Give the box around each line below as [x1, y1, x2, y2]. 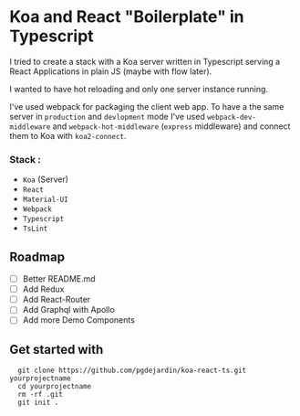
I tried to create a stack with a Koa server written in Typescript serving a [9, 56, 281, 67]
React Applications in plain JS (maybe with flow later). [9, 66, 212, 77]
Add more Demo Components [22, 315, 135, 325]
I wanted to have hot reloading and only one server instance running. [9, 83, 269, 94]
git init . [17, 398, 59, 408]
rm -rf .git [17, 390, 64, 400]
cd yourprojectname [17, 382, 92, 391]
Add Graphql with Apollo [22, 304, 116, 315]
